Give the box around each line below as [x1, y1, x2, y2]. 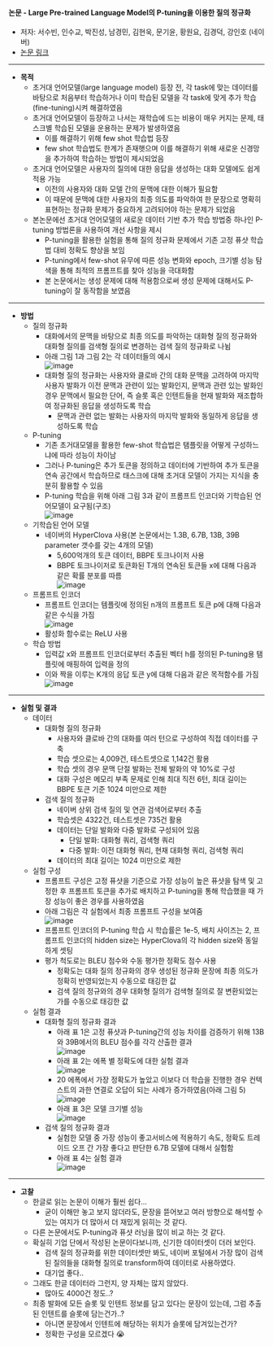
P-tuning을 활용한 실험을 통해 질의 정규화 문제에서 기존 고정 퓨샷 [44, 235, 249, 245]
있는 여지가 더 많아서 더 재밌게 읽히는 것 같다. [44, 1217, 188, 1227]
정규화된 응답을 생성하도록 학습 [53, 401, 152, 411]
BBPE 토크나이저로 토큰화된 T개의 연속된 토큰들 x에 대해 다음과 [56, 561, 258, 570]
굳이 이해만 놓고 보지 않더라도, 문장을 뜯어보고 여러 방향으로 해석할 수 [44, 1207, 264, 1217]
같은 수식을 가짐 [44, 610, 95, 620]
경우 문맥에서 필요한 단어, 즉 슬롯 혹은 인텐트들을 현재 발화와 [44, 391, 236, 400]
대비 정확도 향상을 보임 [53, 245, 125, 256]
